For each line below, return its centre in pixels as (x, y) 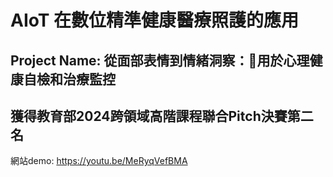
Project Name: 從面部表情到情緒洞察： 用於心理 (160, 60)
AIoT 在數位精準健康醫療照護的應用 (155, 20)
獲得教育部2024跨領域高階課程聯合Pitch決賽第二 (162, 116)
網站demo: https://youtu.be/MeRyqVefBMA (99, 161)
